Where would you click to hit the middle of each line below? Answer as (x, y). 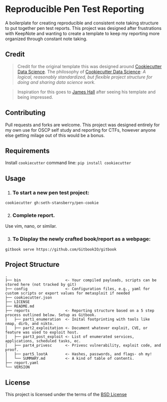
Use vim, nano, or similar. (31, 226)
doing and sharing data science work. (56, 82)
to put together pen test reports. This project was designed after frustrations (83, 28)
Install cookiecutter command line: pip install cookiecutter (68, 163)
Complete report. (34, 215)
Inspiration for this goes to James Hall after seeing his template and (86, 92)
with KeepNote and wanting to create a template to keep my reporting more (83, 33)
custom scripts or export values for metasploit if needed (68, 293)
